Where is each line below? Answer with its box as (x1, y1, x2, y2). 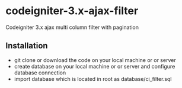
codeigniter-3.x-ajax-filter (5, 4, 139, 18)
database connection (14, 69, 66, 76)
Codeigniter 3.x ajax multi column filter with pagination (5, 24, 139, 31)
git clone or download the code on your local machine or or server (14, 56, 176, 63)
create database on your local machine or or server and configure (14, 63, 175, 70)
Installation (5, 41, 48, 51)
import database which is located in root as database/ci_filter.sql (14, 75, 172, 82)
